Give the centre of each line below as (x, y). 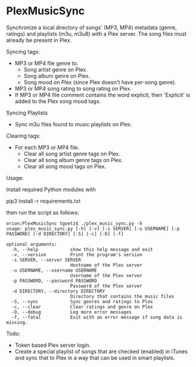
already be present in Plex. (39, 40)
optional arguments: (32, 244)
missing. (17, 322)
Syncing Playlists (27, 113)
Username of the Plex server (106, 275)
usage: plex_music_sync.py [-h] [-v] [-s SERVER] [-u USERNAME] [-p (93, 228)
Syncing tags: (23, 51)
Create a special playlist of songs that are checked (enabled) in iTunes (101, 351)
